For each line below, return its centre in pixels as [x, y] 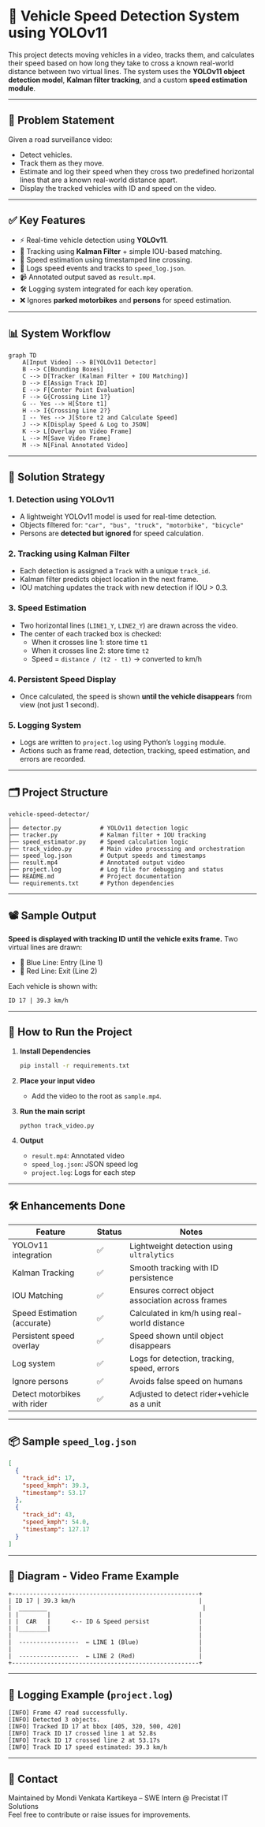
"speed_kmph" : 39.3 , [56, 1486]
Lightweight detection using [181, 1247]
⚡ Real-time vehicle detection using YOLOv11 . [93, 240]
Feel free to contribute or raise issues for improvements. [99, 1814]
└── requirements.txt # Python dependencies [91, 884]
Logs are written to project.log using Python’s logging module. [123, 742]
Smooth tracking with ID [174, 1268]
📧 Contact [33, 1779]
